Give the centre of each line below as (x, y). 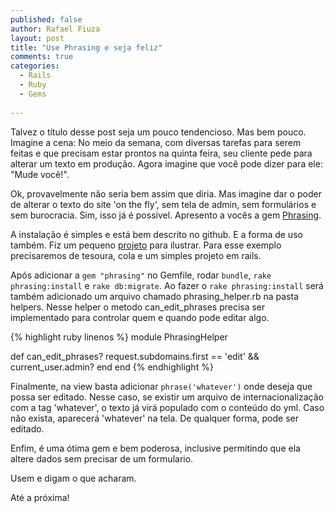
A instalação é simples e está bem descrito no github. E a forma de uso (156, 234)
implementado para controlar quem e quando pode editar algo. (140, 317)
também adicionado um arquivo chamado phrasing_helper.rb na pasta (155, 296)
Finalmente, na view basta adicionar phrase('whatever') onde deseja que (161, 386)
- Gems (33, 94)
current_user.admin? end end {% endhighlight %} (112, 367)
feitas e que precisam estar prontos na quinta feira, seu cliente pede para (161, 153)
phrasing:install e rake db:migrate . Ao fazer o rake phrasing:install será (167, 285)
